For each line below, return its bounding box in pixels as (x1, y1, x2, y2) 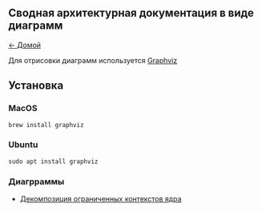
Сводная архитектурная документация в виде (8, 6, 255, 20)
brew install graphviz (8, 121, 84, 129)
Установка (8, 79, 64, 93)
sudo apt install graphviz (8, 157, 99, 165)
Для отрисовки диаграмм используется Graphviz (8, 55, 178, 65)
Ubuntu (8, 139, 38, 150)
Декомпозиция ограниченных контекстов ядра (19, 194, 182, 204)
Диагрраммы (8, 176, 65, 187)
